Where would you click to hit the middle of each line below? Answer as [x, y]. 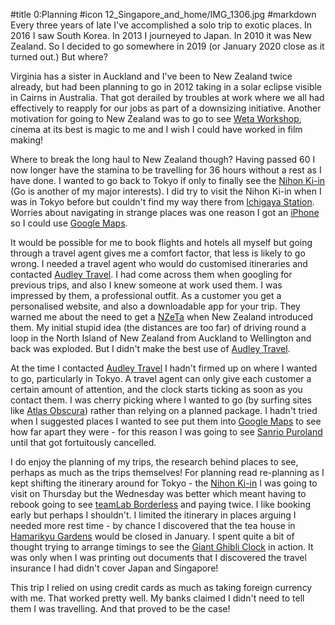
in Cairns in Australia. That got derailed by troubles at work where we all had [167, 97]
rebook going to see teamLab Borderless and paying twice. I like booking [161, 504]
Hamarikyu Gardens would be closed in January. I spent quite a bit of [152, 536]
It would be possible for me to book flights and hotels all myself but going [161, 242]
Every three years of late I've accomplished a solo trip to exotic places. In [161, 25]
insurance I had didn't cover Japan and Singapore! [114, 568]
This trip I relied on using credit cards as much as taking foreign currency [161, 587]
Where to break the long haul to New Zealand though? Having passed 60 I [163, 159]
